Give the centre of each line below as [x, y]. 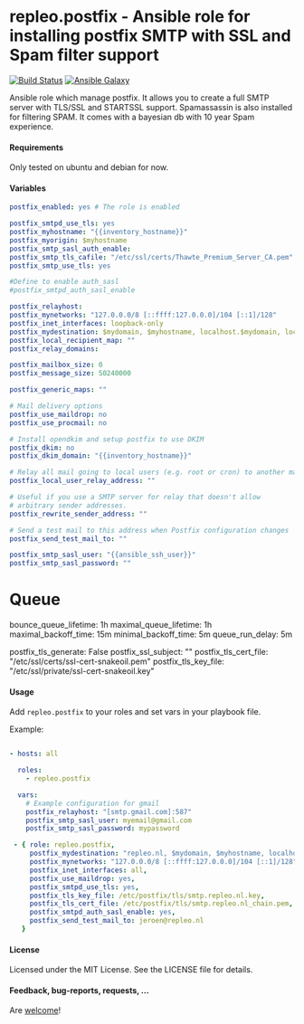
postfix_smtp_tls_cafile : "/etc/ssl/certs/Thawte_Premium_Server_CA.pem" [152, 257]
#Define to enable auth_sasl [64, 282]
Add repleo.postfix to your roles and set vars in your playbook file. [135, 712]
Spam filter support [85, 55]
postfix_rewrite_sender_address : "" [78, 514]
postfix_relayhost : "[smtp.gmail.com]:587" [109, 811]
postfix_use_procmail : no [58, 422]
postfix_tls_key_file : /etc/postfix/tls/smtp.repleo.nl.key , [147, 896]
